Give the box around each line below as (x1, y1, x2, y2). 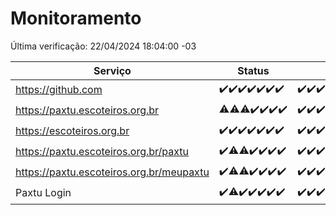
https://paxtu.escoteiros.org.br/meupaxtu (15, 165, 210, 179)
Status (237, 63, 270, 77)
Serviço (93, 63, 132, 77)
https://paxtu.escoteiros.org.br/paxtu (15, 145, 190, 159)
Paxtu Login (15, 186, 72, 200)
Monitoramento (10, 7, 142, 30)
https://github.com (15, 83, 103, 97)
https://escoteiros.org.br (15, 124, 130, 138)
